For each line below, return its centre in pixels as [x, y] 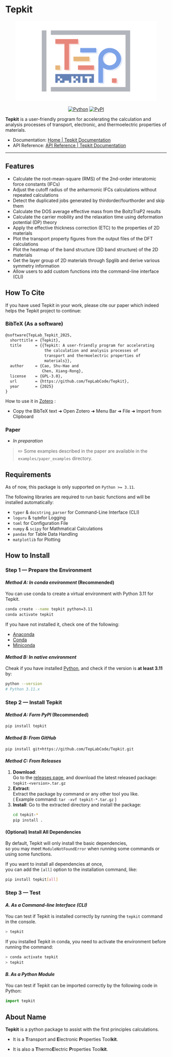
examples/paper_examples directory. [55, 459]
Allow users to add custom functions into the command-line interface [86, 271]
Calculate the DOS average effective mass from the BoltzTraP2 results [87, 211]
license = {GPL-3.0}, [36, 376]
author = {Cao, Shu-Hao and [45, 366]
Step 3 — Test [23, 893]
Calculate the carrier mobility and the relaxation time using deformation [88, 217]
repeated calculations [36, 195]
